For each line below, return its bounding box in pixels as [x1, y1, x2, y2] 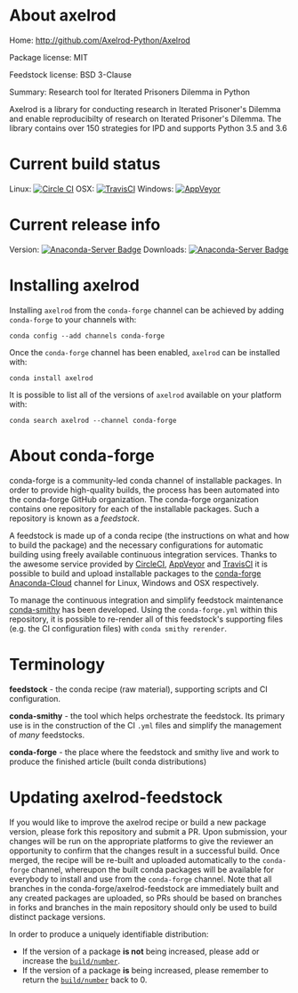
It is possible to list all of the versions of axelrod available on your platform [9, 389, 282, 400]
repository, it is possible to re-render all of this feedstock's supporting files [9, 614, 283, 624]
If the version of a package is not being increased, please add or [21, 946, 260, 956]
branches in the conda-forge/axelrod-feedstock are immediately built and [9, 883, 279, 893]
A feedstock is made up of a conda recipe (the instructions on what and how [9, 530, 290, 541]
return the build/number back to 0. [21, 974, 148, 985]
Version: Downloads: [9, 244, 187, 255]
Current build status [9, 154, 161, 175]
